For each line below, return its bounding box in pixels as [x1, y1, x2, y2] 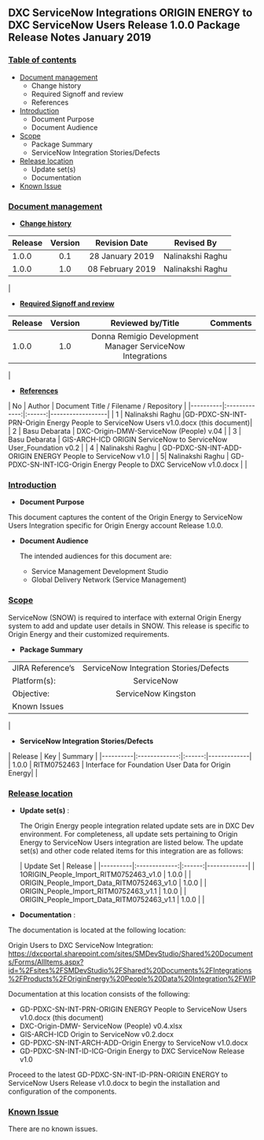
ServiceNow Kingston [115, 688, 196, 699]
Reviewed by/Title [110, 317, 180, 328]
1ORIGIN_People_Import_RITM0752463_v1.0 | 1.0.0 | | [19, 869, 192, 879]
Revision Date [95, 237, 148, 248]
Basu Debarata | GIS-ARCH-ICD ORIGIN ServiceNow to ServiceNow [8, 435, 228, 444]
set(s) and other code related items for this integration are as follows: [19, 846, 244, 855]
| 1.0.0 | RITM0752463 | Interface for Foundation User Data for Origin [8, 760, 231, 769]
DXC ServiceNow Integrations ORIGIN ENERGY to [8, 6, 253, 20]
